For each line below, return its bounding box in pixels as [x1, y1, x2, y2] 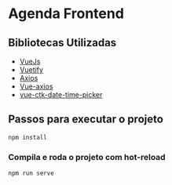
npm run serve [8, 169, 55, 177]
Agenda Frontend [8, 5, 124, 23]
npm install [8, 133, 47, 141]
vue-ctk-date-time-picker [19, 90, 103, 99]
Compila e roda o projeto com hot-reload [8, 151, 167, 162]
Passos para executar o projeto [8, 113, 163, 126]
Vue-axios [19, 82, 53, 91]
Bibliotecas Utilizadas [8, 36, 117, 49]
